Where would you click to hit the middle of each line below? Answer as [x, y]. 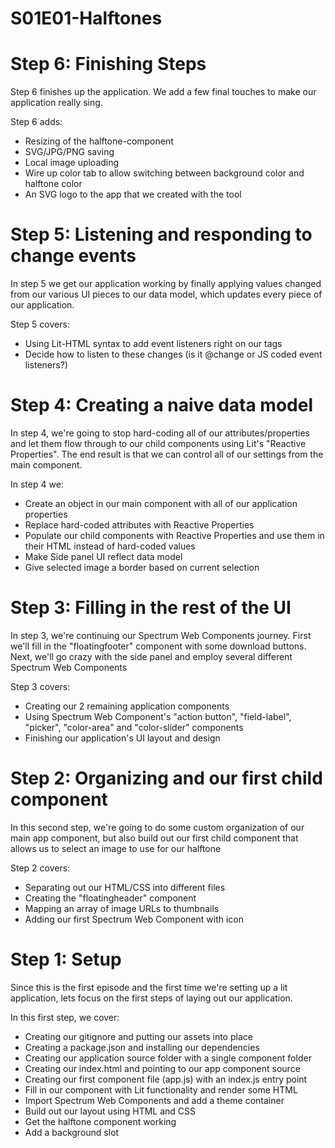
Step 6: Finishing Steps [108, 64]
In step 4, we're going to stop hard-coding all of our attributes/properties [160, 433]
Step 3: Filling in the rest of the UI [151, 608]
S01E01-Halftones [86, 18]
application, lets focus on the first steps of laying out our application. [151, 998]
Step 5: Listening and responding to [161, 234]
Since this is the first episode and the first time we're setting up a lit [149, 987]
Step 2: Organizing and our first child [166, 778]
